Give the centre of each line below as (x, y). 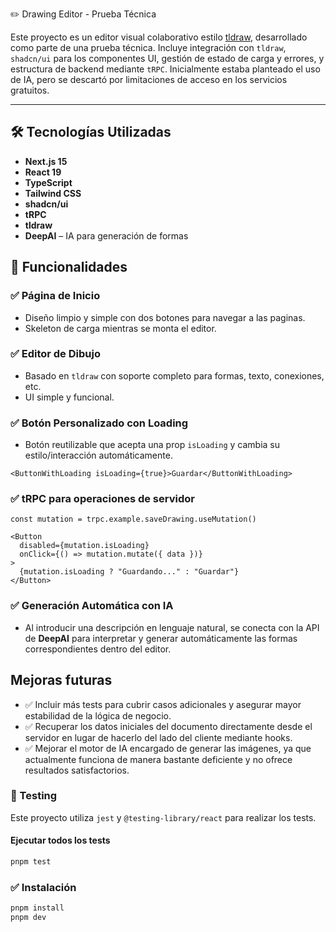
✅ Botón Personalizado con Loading (99, 423)
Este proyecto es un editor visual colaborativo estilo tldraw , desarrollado (159, 37)
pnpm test (31, 862)
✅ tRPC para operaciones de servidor (102, 499)
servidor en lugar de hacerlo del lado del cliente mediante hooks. (158, 737)
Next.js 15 (46, 161)
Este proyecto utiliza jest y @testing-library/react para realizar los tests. (163, 817)
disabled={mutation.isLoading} (84, 546)
